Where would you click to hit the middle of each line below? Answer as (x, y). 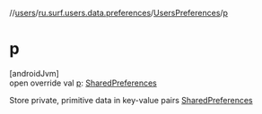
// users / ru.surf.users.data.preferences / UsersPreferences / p (119, 13)
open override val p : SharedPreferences (83, 83)
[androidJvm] (35, 73)
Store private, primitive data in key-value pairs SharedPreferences (131, 100)
